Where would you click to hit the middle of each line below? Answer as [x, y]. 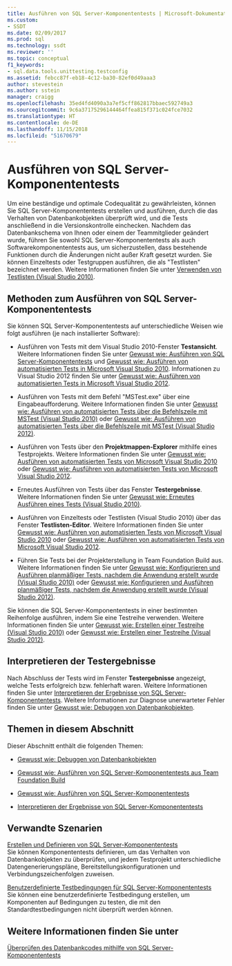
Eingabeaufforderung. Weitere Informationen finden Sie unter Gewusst [117, 404]
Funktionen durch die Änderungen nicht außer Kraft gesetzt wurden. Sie [110, 255]
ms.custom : [23, 20]
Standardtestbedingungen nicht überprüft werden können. [90, 909]
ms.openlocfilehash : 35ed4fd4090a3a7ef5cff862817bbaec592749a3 [100, 104]
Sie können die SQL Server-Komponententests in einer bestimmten [103, 610]
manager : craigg [30, 97]
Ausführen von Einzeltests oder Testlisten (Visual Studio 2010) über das [119, 518]
